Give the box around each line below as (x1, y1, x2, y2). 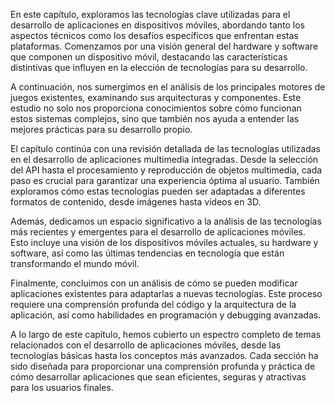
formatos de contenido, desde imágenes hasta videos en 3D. (10, 196, 262, 208)
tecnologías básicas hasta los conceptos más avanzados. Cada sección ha (10, 350, 319, 361)
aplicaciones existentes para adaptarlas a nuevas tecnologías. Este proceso (10, 288, 323, 299)
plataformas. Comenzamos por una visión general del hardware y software (10, 40, 319, 52)
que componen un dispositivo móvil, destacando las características (10, 51, 288, 63)
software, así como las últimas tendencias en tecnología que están (10, 247, 285, 259)
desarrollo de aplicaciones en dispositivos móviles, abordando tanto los (10, 19, 305, 31)
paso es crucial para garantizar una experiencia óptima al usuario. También (10, 175, 320, 186)
